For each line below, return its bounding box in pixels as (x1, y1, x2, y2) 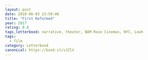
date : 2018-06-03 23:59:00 (5, 12, 59, 16)
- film (9, 39, 23, 44)
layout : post (5, 7, 31, 12)
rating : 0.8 (5, 25, 29, 30)
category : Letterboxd (5, 43, 49, 48)
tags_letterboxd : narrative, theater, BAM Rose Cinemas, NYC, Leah (5, 30, 144, 34)
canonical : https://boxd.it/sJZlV (5, 47, 75, 52)
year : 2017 (5, 20, 27, 26)
